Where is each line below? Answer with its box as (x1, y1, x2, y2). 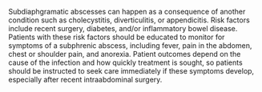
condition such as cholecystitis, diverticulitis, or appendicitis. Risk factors (8, 15, 250, 25)
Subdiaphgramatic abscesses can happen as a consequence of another (8, 7, 246, 16)
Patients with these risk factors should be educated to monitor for (8, 32, 225, 42)
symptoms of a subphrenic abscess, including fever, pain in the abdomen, (8, 41, 252, 50)
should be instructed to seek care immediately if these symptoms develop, (8, 66, 255, 75)
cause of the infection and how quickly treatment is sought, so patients (8, 58, 243, 67)
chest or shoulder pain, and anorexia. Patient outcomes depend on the (8, 50, 241, 58)
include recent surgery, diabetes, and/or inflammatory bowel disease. (8, 24, 238, 33)
